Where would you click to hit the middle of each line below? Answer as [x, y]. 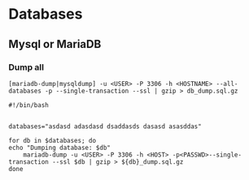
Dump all [26, 67]
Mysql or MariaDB [55, 44]
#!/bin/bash [28, 105]
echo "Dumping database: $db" [60, 148]
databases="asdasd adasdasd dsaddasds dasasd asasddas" [105, 126]
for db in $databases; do [52, 140]
